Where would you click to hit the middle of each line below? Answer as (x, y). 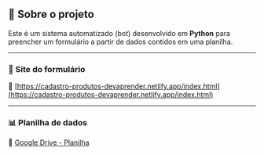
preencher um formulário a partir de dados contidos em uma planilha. (121, 41)
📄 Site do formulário (47, 69)
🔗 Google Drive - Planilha (49, 142)
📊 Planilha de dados (48, 123)
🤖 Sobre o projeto (51, 14)
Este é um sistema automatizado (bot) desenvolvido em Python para (119, 33)
